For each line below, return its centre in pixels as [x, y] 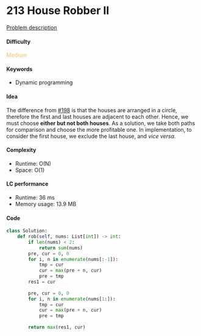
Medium [17, 55]
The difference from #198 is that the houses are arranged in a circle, [92, 110]
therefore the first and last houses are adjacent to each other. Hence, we [97, 116]
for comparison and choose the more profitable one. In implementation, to [99, 129]
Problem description [32, 27]
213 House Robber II [58, 11]
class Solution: [27, 231]
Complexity [21, 150]
